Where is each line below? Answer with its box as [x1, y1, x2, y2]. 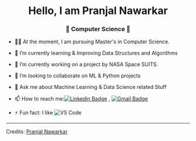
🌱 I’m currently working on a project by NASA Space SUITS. [14, 61, 159, 68]
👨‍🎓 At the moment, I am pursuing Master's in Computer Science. [14, 38, 170, 45]
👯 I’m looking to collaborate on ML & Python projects [14, 72, 141, 80]
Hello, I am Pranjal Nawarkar [28, 4, 168, 18]
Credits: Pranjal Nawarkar [6, 128, 68, 135]
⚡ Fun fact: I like [14, 109, 54, 116]
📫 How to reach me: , [14, 95, 111, 102]
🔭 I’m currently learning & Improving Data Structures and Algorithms [14, 50, 178, 57]
